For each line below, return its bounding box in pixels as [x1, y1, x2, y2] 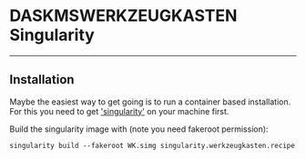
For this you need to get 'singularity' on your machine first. [9, 105, 229, 116]
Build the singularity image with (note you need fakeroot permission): [9, 124, 269, 134]
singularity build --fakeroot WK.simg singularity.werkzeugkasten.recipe [9, 141, 296, 150]
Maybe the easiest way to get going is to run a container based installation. [9, 96, 291, 107]
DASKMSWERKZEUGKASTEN [9, 5, 238, 26]
